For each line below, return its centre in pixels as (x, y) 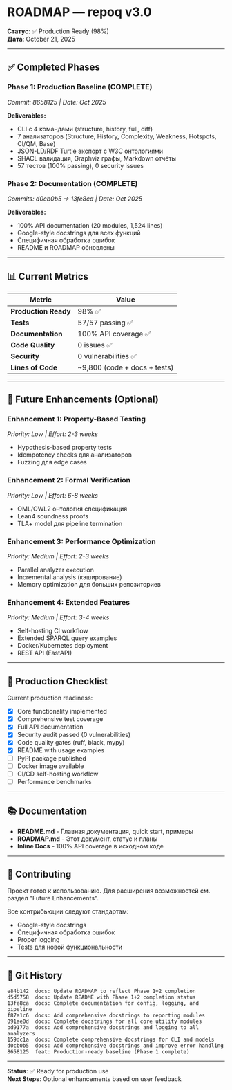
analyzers (21, 1034)
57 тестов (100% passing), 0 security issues (80, 165)
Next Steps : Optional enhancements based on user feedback (94, 1079)
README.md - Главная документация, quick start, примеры (105, 831)
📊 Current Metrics (48, 276)
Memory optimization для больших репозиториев (89, 585)
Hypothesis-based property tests (65, 448)
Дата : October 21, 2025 (41, 39)
